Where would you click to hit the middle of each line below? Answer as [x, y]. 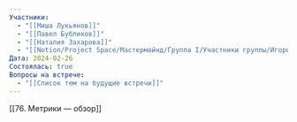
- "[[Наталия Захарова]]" [65, 42]
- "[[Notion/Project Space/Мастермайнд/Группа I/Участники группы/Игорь [154, 50]
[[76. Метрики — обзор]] [55, 108]
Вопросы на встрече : [47, 75]
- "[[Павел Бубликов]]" [61, 34]
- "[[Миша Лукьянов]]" [59, 26]
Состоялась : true [41, 67]
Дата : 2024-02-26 [41, 58]
